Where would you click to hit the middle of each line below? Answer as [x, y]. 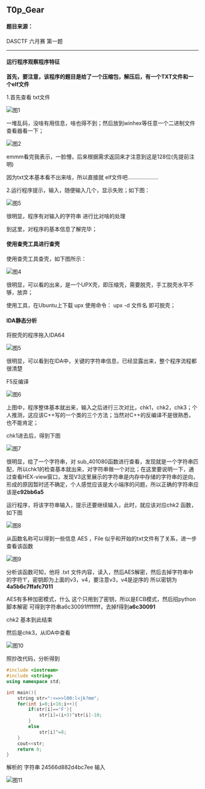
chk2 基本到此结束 [30, 620]
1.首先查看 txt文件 [28, 97]
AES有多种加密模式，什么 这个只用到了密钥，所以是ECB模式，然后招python [101, 599]
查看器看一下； [25, 130]
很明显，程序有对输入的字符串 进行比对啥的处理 [66, 216]
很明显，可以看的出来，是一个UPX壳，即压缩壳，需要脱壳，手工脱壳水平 [97, 285]
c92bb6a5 [31, 492]
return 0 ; [30, 749]
